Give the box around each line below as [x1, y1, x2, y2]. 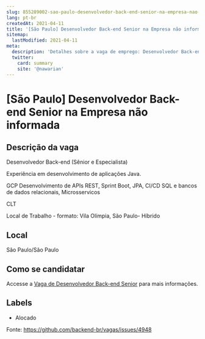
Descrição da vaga [6, 142, 79, 153]
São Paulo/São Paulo [6, 246, 59, 253]
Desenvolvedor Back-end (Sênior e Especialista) [6, 158, 128, 166]
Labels [6, 297, 32, 308]
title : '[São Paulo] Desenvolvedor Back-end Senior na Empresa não [6, 26, 182, 32]
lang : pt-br [6, 15, 37, 21]
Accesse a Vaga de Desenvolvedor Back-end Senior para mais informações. [6, 280, 198, 287]
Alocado [15, 314, 37, 321]
